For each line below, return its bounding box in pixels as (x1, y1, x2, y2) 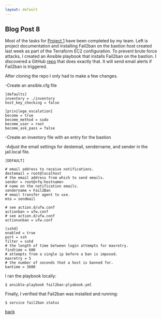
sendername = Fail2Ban (5, 188, 51, 193)
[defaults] (5, 92, 27, 97)
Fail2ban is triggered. (5, 64, 47, 69)
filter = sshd (5, 239, 34, 244)
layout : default (5, 7, 38, 12)
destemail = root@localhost (5, 171, 62, 176)
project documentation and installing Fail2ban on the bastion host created (5, 43, 152, 49)
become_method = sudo (5, 118, 49, 122)
